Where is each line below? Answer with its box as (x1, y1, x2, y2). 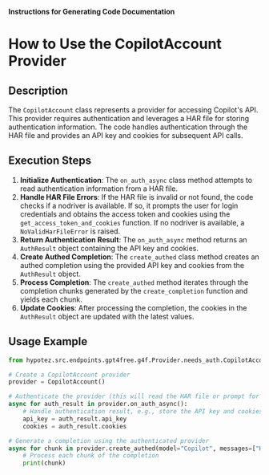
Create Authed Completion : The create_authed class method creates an (19, 252, 260, 262)
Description (8, 83, 68, 97)
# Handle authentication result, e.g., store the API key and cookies (22, 408, 263, 416)
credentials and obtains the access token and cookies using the (19, 209, 231, 219)
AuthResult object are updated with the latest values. (19, 311, 195, 321)
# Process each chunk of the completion (22, 452, 159, 460)
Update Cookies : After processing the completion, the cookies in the (19, 302, 247, 312)
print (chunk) (22, 459, 66, 468)
